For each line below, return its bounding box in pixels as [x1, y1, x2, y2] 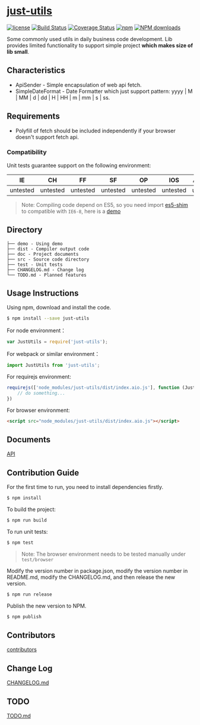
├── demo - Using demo [7, 240, 63, 247]
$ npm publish [7, 614, 42, 619]
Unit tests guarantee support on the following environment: [7, 162, 151, 169]
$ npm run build [7, 518, 47, 523]
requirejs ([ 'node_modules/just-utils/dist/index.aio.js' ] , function [7, 385, 180, 391]
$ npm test [7, 540, 34, 546]
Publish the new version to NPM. [7, 602, 87, 609]
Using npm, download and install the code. [7, 304, 112, 311]
